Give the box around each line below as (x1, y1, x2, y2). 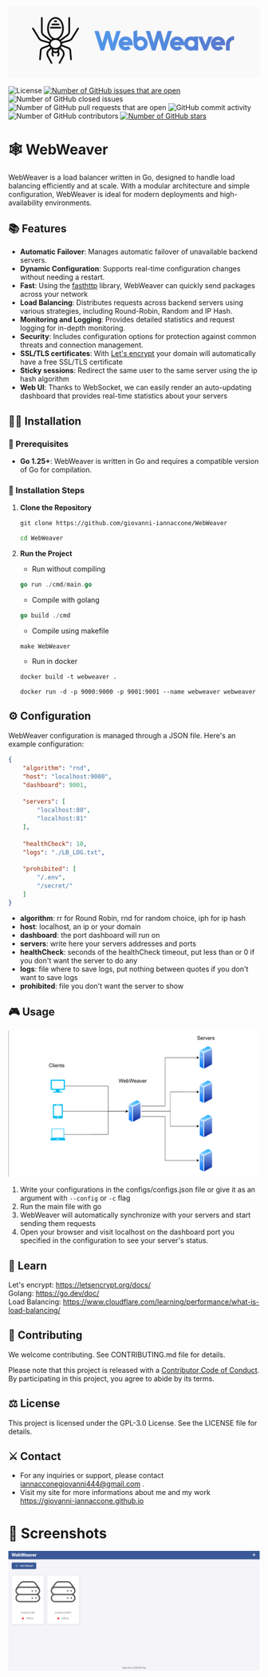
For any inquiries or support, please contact (19, 1471, 164, 1481)
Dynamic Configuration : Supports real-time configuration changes (19, 264, 241, 274)
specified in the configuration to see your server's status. (19, 1236, 209, 1245)
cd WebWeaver (19, 534, 64, 543)
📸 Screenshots (8, 1524, 108, 1542)
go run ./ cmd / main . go (19, 581, 93, 589)
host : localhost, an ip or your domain (19, 921, 141, 931)
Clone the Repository (19, 503, 92, 512)
